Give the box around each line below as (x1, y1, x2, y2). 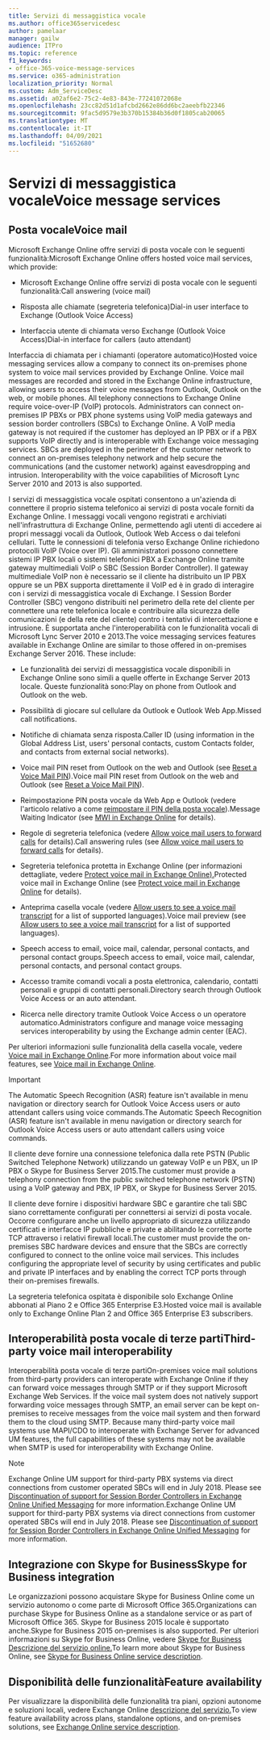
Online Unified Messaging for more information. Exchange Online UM (8, 1500, 236, 1509)
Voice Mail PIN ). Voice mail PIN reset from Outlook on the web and (19, 771, 239, 781)
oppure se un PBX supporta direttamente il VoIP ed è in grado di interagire (8, 580, 255, 590)
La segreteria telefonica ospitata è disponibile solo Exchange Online (8, 1291, 234, 1301)
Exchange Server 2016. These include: (8, 649, 136, 658)
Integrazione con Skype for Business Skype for (8, 1558, 247, 1571)
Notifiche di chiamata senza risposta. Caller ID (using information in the (19, 729, 255, 739)
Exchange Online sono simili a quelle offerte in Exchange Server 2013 (19, 673, 251, 682)
